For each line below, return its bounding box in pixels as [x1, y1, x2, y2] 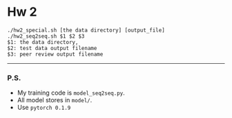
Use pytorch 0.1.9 [17, 104, 71, 112]
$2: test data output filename [7, 45, 97, 51]
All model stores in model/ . [17, 96, 93, 104]
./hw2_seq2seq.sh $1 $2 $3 [7, 32, 85, 40]
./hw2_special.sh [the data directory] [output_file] [7, 27, 166, 34]
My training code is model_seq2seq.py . [17, 88, 126, 97]
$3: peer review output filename [7, 51, 104, 58]
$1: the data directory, [7, 38, 79, 45]
